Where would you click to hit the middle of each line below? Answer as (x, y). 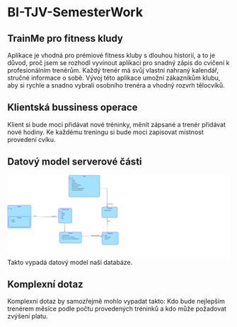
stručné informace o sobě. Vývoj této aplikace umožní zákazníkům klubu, (114, 78)
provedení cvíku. (31, 139)
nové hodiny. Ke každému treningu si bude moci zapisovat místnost (105, 132)
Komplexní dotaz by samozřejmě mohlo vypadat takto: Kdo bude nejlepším (116, 302)
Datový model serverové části (75, 162)
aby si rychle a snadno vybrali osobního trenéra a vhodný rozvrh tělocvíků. (116, 85)
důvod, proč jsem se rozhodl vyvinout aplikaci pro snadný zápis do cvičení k (118, 63)
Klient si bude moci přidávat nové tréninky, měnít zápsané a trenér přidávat (117, 124)
